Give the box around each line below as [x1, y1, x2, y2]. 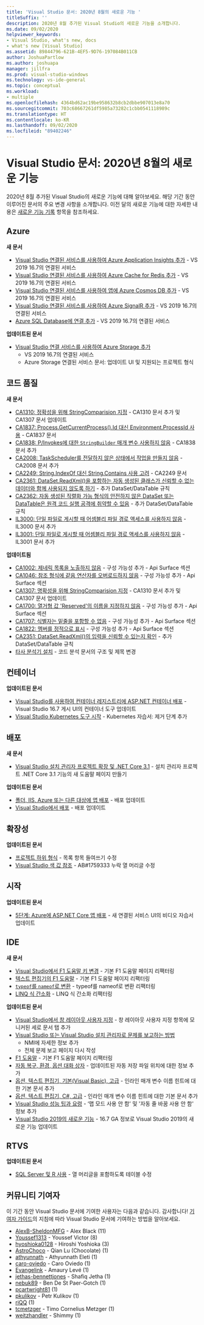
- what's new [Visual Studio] [6, 43, 83, 49]
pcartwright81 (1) [15, 1286, 58, 1293]
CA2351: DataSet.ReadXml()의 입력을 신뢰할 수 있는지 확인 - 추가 [15, 632, 172, 640]
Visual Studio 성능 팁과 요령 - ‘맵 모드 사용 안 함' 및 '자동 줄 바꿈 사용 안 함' [15, 1100, 194, 1107]
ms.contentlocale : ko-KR [6, 117, 69, 123]
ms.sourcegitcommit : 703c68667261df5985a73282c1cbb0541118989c [6, 105, 171, 112]
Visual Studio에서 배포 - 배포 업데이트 [15, 804, 106, 812]
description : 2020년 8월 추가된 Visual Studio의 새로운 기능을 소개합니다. [6, 20, 181, 26]
